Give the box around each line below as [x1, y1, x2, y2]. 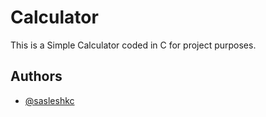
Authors [10, 68, 63, 85]
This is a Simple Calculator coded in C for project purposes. [10, 39, 257, 51]
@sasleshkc [24, 94, 75, 106]
